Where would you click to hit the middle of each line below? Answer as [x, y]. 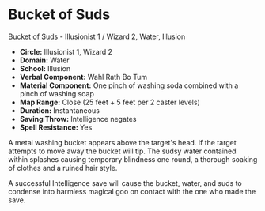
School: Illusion [45, 68]
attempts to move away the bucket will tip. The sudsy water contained [122, 151]
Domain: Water [44, 60]
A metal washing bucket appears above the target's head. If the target [122, 142]
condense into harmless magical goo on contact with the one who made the [132, 191]
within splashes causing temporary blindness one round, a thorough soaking [133, 159]
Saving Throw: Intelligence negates [78, 119]
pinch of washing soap [57, 93]
